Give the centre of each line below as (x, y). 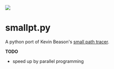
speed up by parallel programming (48, 61)
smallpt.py (28, 28)
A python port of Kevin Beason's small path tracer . (57, 42)
